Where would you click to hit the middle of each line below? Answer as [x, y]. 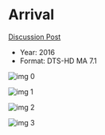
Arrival [31, 15]
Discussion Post [35, 37]
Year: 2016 [37, 52]
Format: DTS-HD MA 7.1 [58, 61]
